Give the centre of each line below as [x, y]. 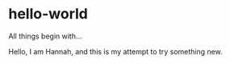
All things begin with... [45, 36]
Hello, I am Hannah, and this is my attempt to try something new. [116, 51]
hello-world [48, 14]
